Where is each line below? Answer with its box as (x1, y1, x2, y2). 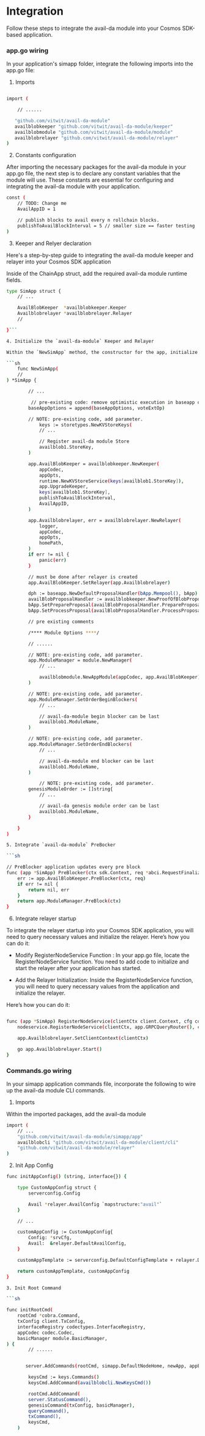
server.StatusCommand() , (28, 1396, 92, 1402)
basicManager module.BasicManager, (17, 1335, 108, 1341)
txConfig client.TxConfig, (17, 1319, 86, 1325)
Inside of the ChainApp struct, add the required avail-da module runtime (6, 270, 187, 277)
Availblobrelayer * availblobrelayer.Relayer (17, 311, 132, 317)
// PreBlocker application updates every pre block (6, 864, 140, 871)
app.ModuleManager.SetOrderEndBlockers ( (28, 742, 132, 748)
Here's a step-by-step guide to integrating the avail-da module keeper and (6, 251, 194, 259)
